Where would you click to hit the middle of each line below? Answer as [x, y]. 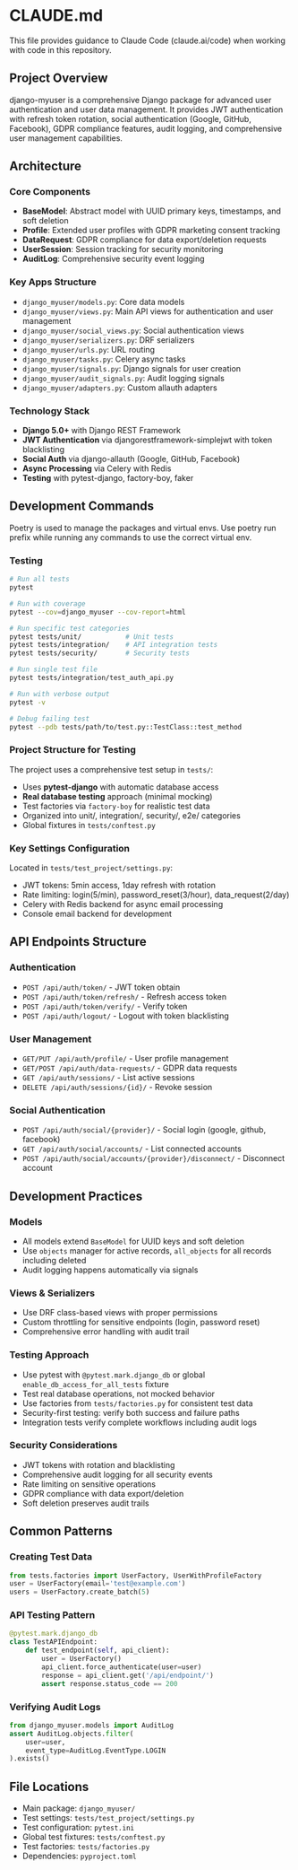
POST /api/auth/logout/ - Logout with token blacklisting [126, 1016]
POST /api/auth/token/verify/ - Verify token [105, 1006]
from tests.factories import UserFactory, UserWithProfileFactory [136, 1576]
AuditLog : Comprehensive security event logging [113, 259]
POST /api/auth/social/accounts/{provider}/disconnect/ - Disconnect [153, 1158]
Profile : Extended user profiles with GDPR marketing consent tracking [151, 231]
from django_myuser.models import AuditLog [92, 1725]
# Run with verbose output [60, 694]
